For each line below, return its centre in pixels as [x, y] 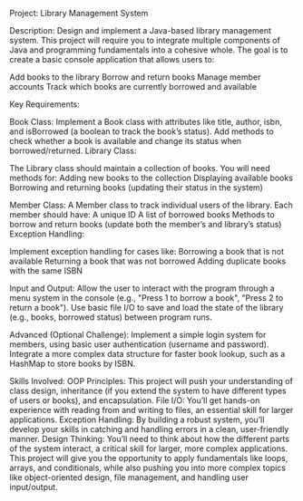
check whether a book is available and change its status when [126, 141]
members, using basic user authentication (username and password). [139, 344]
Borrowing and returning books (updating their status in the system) [136, 188]
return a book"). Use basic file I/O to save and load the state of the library [147, 308]
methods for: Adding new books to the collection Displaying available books [151, 178]
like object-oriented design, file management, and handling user [129, 477]
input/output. [34, 487]
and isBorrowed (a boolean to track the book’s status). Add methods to [142, 131]
